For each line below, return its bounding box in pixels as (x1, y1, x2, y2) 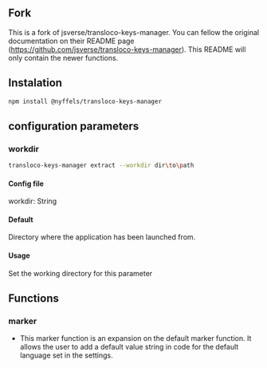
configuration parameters (8, 119, 139, 133)
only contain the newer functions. (8, 53, 119, 62)
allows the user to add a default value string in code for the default (19, 342, 239, 352)
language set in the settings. (19, 350, 113, 360)
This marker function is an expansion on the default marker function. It (19, 334, 252, 343)
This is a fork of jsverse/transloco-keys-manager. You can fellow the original (8, 27, 260, 37)
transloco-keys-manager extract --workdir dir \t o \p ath (8, 161, 194, 170)
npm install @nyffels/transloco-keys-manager (8, 97, 162, 105)
